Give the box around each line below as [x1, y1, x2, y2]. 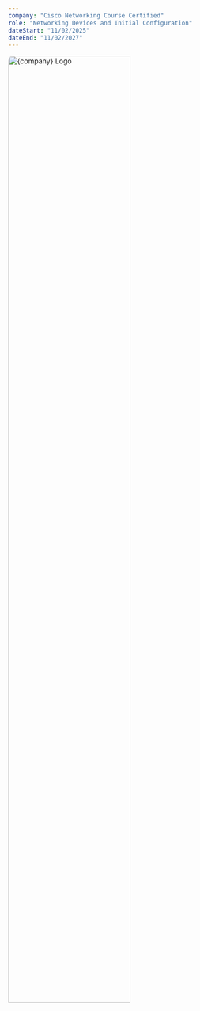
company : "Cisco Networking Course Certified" [8, 11, 164, 20]
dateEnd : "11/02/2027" [8, 33, 83, 42]
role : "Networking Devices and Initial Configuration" [8, 19, 193, 27]
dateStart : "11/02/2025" [8, 26, 90, 34]
